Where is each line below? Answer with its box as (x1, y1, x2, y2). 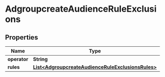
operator (7, 56, 28, 62)
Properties (5, 33, 38, 41)
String (33, 56, 48, 62)
